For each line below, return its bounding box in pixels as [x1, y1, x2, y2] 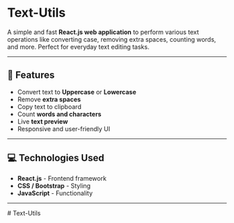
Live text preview [17, 117, 68, 126]
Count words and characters [17, 110, 102, 118]
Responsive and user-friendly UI [17, 124, 110, 133]
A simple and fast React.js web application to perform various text [7, 28, 200, 36]
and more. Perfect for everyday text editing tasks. [7, 42, 150, 51]
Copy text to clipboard [17, 102, 81, 110]
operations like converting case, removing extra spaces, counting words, [7, 35, 217, 43]
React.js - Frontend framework [17, 174, 107, 182]
